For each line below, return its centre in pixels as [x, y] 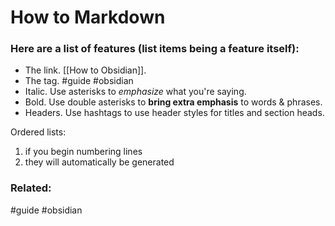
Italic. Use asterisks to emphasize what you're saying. [135, 92]
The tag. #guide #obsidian [79, 81]
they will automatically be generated [99, 162]
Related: [31, 188]
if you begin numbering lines [83, 152]
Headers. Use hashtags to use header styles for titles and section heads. [174, 113]
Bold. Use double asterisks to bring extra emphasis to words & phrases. [173, 102]
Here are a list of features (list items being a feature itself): [155, 49]
